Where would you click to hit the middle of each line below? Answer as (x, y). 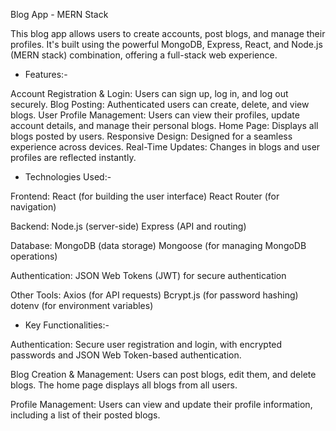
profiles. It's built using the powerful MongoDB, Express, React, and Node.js (166, 44)
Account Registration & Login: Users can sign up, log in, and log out (149, 93)
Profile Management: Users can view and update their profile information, (161, 404)
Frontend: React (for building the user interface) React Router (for (145, 196)
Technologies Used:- (68, 177)
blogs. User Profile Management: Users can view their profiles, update (155, 115)
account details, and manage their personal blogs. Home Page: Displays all (164, 125)
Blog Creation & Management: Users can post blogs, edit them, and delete (163, 374)
